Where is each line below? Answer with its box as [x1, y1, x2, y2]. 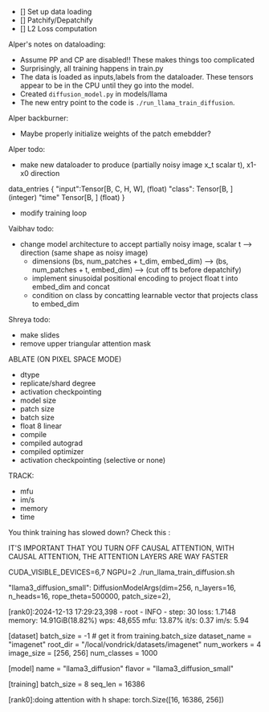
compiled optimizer [19, 447, 84, 456]
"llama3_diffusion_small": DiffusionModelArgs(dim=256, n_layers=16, [8, 583, 237, 592]
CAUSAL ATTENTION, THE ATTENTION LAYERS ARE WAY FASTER [8, 552, 229, 561]
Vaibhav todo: [8, 224, 55, 233]
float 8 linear [19, 421, 63, 431]
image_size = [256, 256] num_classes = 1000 [8, 649, 158, 657]
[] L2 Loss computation [19, 24, 98, 33]
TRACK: [8, 471, 35, 481]
